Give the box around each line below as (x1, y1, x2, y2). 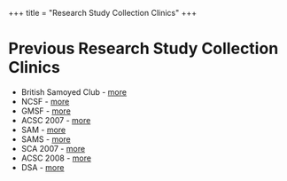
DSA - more (20, 161, 65, 172)
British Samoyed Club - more (20, 86, 128, 97)
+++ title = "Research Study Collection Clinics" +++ (8, 8, 197, 18)
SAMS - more (20, 133, 72, 145)
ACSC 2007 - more (20, 114, 91, 125)
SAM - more (20, 124, 66, 135)
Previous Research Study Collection (8, 39, 279, 59)
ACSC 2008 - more (20, 153, 92, 163)
